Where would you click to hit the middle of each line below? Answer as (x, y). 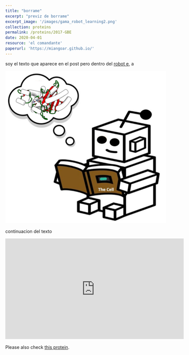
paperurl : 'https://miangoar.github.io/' (50, 49)
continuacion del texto (29, 231)
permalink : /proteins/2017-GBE (38, 32)
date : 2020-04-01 (24, 38)
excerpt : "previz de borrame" (37, 16)
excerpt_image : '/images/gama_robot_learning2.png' (61, 21)
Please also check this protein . (37, 347)
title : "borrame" (24, 11)
